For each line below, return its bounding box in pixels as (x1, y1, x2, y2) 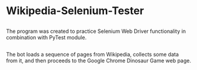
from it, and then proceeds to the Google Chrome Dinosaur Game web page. (6, 57, 191, 64)
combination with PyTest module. (6, 34, 87, 41)
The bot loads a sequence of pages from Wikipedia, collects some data (6, 51, 179, 58)
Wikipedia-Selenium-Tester (6, 4, 144, 18)
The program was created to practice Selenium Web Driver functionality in (6, 28, 186, 35)
